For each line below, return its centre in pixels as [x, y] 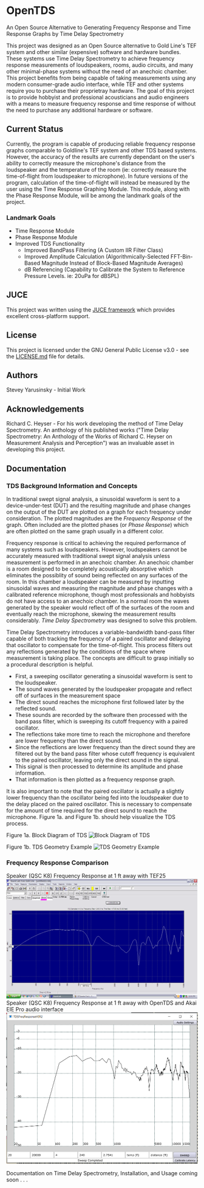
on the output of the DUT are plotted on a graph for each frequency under [99, 512]
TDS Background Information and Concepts [72, 486]
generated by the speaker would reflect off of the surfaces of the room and [100, 607]
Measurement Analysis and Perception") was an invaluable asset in [90, 443]
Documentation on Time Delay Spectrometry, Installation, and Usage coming [102, 1173]
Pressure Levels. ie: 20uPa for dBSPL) [72, 276]
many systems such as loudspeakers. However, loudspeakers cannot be [97, 549]
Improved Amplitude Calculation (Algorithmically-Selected [97, 257]
